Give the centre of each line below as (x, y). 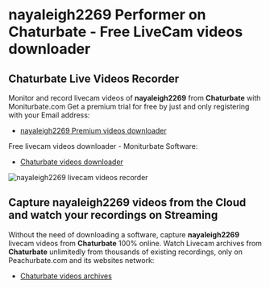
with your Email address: (49, 115)
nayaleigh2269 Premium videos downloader (93, 131)
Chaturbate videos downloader (71, 162)
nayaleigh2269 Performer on (108, 15)
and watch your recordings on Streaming (113, 215)
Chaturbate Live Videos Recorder (94, 78)
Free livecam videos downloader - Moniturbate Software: (103, 146)
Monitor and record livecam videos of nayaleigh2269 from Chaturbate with (135, 98)
